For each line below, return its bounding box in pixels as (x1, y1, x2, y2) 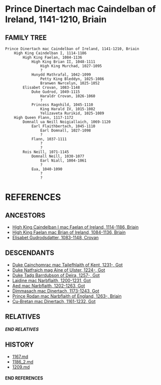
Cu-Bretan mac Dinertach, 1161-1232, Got (12, 298, 96, 304)
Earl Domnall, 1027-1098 (40, 128, 91, 133)
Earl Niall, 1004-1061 (40, 158, 87, 163)
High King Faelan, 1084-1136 (23, 55, 82, 60)
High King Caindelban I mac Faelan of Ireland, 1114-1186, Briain (12, 224, 139, 230)
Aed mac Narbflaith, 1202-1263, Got (12, 282, 85, 288)
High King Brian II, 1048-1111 (31, 59, 96, 64)
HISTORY (5, 340, 34, 349)
